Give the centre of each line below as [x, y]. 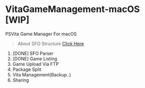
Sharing [21, 80]
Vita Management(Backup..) [42, 74]
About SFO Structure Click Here [51, 43]
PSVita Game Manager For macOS [41, 34]
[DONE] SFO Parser [33, 53]
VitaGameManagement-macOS [72, 9]
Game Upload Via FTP [36, 64]
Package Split [27, 69]
